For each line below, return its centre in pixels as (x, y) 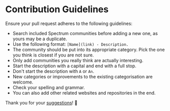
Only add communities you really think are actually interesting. (78, 60)
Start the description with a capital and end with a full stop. (74, 66)
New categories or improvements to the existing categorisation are (82, 76)
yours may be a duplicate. (40, 39)
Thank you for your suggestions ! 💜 (41, 102)
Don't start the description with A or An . (53, 71)
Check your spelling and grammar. (49, 87)
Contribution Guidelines (57, 9)
